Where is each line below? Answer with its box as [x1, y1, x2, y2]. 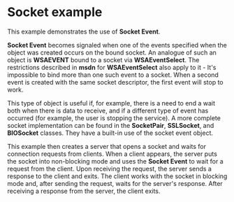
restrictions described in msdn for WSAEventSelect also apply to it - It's [7, 63, 217, 71]
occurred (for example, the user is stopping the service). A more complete [7, 113, 221, 122]
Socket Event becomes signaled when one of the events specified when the [7, 41, 227, 49]
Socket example [7, 4, 103, 20]
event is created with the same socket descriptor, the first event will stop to [7, 78, 224, 86]
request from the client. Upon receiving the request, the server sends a [7, 164, 212, 173]
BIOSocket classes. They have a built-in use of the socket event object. [7, 129, 213, 137]
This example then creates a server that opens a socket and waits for [7, 142, 207, 150]
